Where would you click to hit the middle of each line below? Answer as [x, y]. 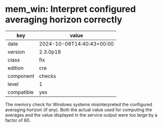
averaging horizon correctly [64, 20]
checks [47, 76]
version [16, 52]
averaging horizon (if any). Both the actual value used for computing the [79, 110]
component [21, 76]
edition [16, 68]
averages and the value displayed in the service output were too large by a [81, 115]
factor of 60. [18, 120]
